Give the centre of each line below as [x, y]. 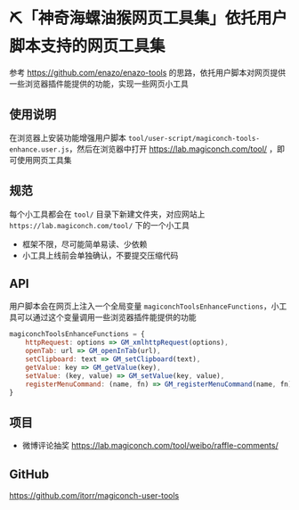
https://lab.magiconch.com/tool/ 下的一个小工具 [99, 225]
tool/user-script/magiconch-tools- [194, 138]
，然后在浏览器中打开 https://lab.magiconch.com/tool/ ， [173, 149]
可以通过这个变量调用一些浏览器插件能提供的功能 [106, 317]
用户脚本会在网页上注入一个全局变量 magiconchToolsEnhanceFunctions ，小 [144, 306]
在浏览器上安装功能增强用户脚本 [68, 137]
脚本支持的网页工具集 [88, 46]
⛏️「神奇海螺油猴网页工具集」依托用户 [148, 18]
